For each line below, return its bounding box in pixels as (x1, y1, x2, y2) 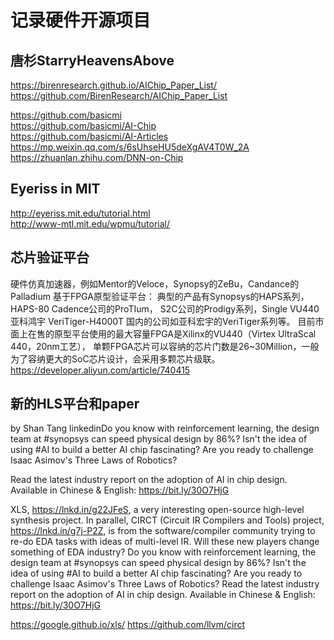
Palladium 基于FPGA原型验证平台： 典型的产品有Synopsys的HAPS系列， (10, 290, 310, 302)
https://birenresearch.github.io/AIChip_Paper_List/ (10, 79, 217, 91)
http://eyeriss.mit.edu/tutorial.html (10, 207, 151, 219)
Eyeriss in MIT (10, 181, 101, 198)
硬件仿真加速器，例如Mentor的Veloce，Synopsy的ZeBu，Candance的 (10, 277, 300, 290)
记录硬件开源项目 (10, 9, 152, 32)
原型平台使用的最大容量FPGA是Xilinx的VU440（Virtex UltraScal (53, 327, 317, 340)
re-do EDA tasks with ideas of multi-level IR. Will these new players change (10, 536, 320, 548)
